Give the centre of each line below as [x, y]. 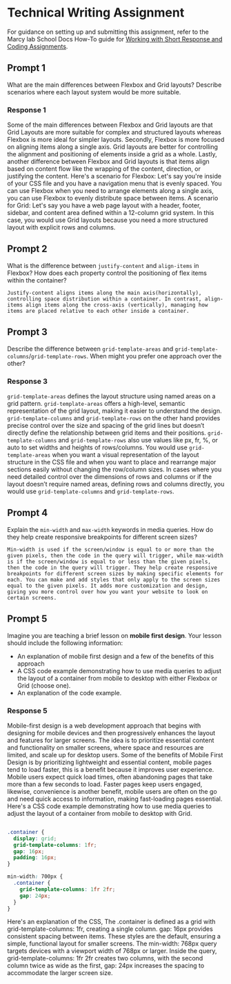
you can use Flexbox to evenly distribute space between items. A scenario [113, 198]
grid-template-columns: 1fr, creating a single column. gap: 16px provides [110, 929]
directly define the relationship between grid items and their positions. [107, 433]
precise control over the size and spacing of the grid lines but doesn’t [106, 425]
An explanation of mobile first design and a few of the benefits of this [115, 656]
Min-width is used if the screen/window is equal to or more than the [111, 549]
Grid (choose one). [44, 685]
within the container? [37, 280]
